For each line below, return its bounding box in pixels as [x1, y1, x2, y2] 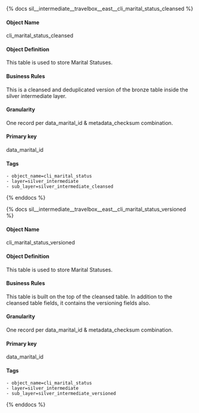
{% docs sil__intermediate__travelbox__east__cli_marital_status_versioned [6, 206, 186, 213]
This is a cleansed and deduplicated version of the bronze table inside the [6, 86, 188, 93]
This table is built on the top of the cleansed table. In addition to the [6, 293, 173, 300]
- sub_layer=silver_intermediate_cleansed [6, 183, 114, 190]
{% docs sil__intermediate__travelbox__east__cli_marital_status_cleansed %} [6, 5, 194, 12]
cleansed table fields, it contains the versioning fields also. [6, 299, 151, 307]
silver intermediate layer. [6, 92, 67, 99]
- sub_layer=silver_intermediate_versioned [6, 391, 117, 397]
